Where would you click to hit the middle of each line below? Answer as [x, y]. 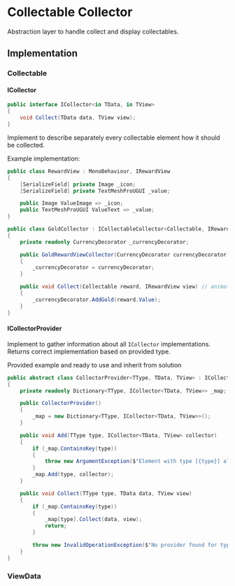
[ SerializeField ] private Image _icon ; [78, 184]
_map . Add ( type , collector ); [73, 475]
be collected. [26, 145]
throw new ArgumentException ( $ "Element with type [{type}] [132, 462]
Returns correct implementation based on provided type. [89, 351]
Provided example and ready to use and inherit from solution [94, 365]
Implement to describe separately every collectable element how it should [114, 138]
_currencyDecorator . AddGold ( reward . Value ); [97, 300]
